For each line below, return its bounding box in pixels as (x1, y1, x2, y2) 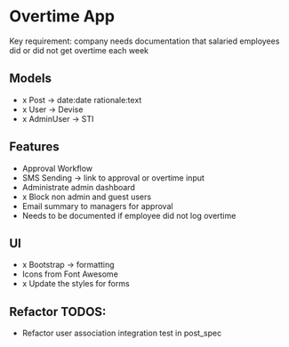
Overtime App (9, 6, 116, 27)
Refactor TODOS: (9, 304, 107, 319)
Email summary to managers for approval (21, 200, 173, 211)
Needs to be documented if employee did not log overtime (21, 210, 237, 221)
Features (9, 140, 60, 155)
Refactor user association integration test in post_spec (21, 327, 222, 339)
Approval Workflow (21, 163, 93, 173)
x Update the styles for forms (21, 278, 131, 289)
